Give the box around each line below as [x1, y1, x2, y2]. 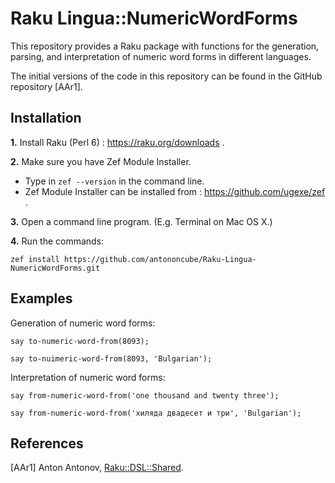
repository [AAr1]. [10, 80, 83, 92]
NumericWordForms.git [10, 263, 101, 273]
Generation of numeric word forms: [10, 317, 156, 329]
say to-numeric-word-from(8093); [10, 336, 150, 346]
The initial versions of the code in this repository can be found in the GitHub [10, 70, 323, 82]
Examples [10, 290, 73, 307]
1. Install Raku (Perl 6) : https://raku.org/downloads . [10, 136, 225, 148]
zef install [10, 254, 60, 264]
